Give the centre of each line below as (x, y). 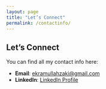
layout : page (22, 12)
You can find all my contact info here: (52, 62)
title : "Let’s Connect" (36, 17)
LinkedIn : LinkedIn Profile (46, 80)
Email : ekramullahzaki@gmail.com (57, 73)
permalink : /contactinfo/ (38, 23)
